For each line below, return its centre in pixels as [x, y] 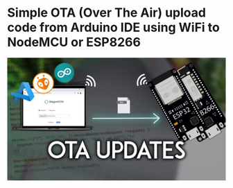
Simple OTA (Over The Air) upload [107, 13]
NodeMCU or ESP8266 [74, 42]
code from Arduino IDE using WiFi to [113, 27]
